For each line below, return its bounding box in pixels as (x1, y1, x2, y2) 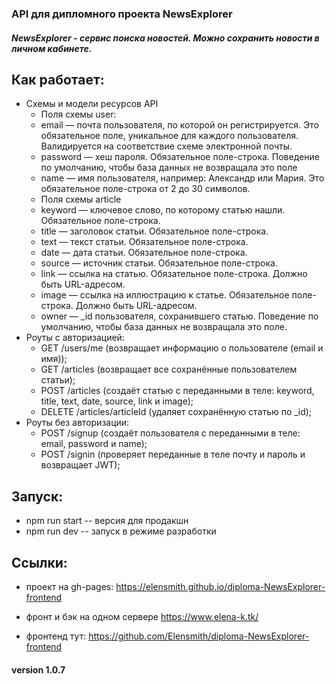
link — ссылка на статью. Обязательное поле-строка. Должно (40, 268, 308, 280)
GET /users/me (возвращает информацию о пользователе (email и (40, 342, 324, 354)
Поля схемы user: (40, 108, 117, 121)
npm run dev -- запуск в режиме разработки (25, 525, 217, 537)
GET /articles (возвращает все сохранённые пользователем (40, 363, 298, 376)
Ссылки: (11, 554, 68, 571)
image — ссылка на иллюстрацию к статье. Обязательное (40, 289, 290, 301)
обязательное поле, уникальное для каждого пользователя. (40, 130, 299, 142)
